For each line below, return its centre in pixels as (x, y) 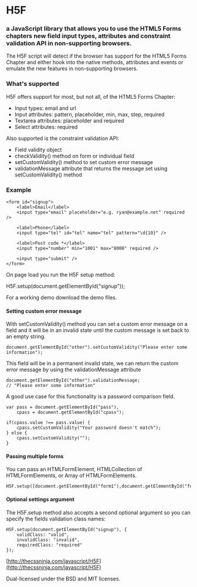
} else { (17, 433)
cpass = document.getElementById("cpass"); (71, 412)
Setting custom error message (44, 311)
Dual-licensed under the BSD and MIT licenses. (63, 578)
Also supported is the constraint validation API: (63, 138)
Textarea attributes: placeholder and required (69, 121)
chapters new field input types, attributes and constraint (89, 36)
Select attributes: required (46, 126)
